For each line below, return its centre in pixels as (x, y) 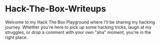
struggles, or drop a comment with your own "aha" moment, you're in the (78, 32)
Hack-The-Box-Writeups (56, 9)
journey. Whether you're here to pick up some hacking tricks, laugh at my (78, 27)
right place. (16, 37)
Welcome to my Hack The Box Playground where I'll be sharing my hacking (80, 22)
